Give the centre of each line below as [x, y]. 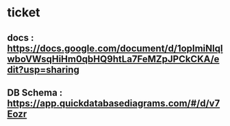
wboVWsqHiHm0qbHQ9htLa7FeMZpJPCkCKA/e [113, 59]
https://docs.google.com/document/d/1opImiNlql [115, 48]
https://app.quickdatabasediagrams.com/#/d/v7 [114, 103]
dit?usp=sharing [43, 69]
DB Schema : [35, 92]
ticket [24, 13]
